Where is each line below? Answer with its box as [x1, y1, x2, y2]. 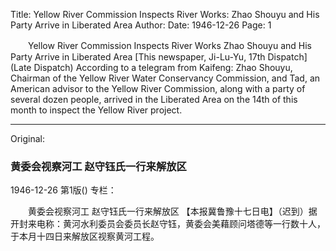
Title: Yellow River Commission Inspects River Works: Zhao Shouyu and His [10, 9, 320, 20]
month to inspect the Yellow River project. [10, 104, 183, 116]
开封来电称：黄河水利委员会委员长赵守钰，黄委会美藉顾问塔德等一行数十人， [10, 218, 326, 230]
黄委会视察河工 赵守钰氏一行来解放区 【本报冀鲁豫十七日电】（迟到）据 [27, 205, 318, 218]
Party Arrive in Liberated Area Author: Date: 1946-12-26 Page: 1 [10, 19, 272, 31]
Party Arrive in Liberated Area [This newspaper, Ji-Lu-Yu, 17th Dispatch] [10, 51, 308, 63]
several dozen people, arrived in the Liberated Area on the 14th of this [10, 94, 298, 105]
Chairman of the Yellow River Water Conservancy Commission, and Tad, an [10, 72, 321, 84]
